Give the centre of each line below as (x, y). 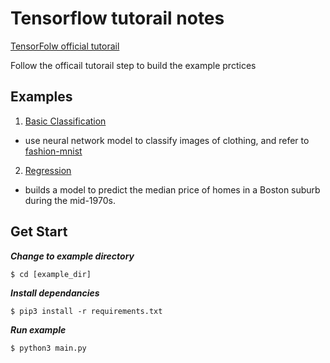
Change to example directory (72, 256)
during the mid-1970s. (70, 200)
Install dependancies (55, 293)
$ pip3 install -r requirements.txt (86, 311)
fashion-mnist (53, 151)
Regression (48, 170)
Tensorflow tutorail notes (117, 18)
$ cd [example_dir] (51, 274)
